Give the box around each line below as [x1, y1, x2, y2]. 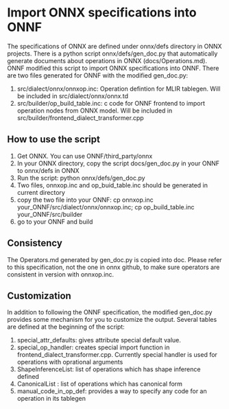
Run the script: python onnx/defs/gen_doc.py [16, 174, 145, 182]
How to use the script [7, 134, 101, 145]
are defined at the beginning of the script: [7, 323, 125, 331]
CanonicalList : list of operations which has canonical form [16, 379, 183, 388]
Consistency [7, 237, 63, 249]
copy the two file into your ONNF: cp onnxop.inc [16, 196, 154, 204]
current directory [16, 188, 65, 196]
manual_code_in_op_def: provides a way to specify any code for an [16, 387, 207, 395]
